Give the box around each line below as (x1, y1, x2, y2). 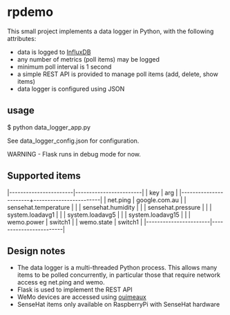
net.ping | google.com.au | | (107, 195, 186, 204)
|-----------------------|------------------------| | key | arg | (7, 188, 178, 197)
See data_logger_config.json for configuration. (7, 136, 140, 145)
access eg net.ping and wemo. (17, 278, 105, 287)
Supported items (7, 170, 81, 182)
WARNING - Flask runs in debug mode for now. (7, 150, 142, 158)
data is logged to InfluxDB (17, 48, 91, 56)
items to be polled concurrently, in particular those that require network (17, 271, 221, 279)
